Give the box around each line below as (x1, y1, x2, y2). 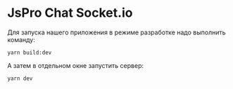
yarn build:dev (7, 49, 52, 56)
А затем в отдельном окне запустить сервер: (7, 61, 144, 69)
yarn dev (7, 75, 33, 82)
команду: (7, 35, 35, 43)
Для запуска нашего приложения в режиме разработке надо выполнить (7, 28, 227, 36)
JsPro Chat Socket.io (7, 5, 133, 21)
